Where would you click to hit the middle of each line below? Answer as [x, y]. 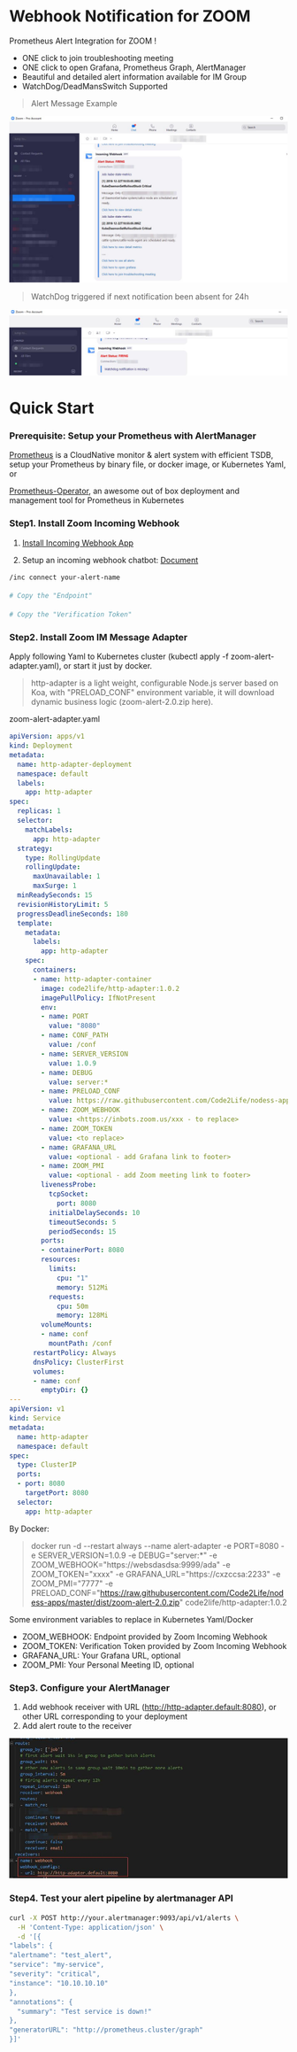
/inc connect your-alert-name [65, 577]
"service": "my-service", [57, 1965]
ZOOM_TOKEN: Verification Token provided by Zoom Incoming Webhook [154, 1645]
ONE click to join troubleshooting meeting [98, 58]
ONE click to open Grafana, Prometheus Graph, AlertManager [134, 67]
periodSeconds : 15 [82, 1231]
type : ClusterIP [47, 1465]
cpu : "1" [72, 1278]
